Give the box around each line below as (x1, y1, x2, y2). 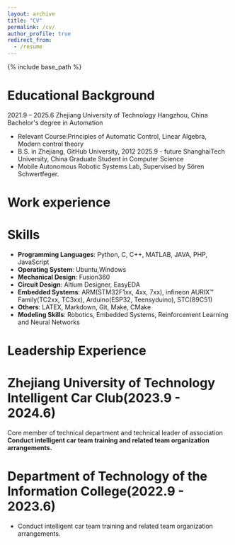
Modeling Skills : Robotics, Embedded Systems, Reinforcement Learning (17, 311, 229, 319)
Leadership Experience (7, 343, 147, 359)
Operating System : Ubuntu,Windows (17, 265, 127, 274)
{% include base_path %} (7, 63, 82, 71)
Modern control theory (17, 139, 84, 148)
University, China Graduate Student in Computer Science (17, 154, 184, 163)
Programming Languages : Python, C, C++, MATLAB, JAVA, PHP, (17, 251, 207, 259)
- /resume (13, 43, 42, 50)
